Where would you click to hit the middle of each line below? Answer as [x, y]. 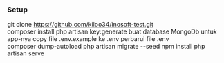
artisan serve [26, 53]
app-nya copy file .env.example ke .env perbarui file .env [88, 39]
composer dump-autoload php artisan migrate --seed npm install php [106, 47]
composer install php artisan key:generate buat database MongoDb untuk [112, 32]
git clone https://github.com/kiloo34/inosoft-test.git [81, 25]
